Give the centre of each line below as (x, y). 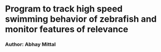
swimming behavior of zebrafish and (81, 19)
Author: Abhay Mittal (30, 44)
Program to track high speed (64, 9)
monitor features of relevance (67, 29)
